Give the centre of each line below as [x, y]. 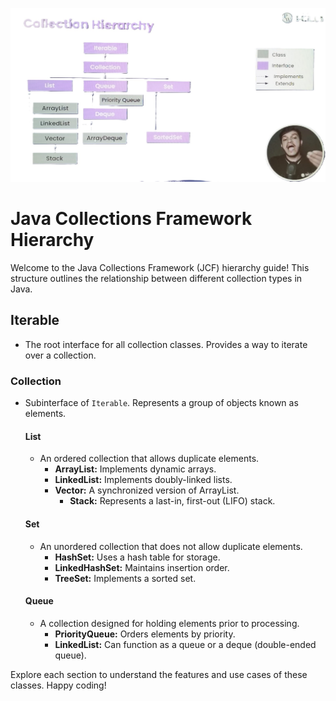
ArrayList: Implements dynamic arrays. [135, 469]
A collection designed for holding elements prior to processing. [169, 623]
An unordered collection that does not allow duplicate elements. [171, 546]
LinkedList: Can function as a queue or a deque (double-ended [185, 644]
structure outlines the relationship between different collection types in [156, 279]
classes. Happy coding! [58, 685]
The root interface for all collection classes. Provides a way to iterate [166, 344]
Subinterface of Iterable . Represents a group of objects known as [161, 403]
